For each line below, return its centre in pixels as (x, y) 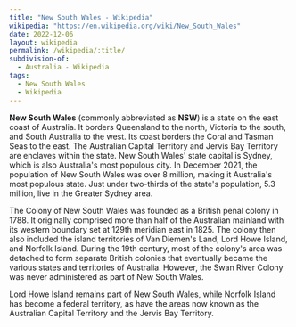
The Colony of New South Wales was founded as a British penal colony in (144, 210)
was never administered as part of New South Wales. (107, 276)
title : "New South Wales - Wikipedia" (81, 17)
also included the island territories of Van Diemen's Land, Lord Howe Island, (148, 239)
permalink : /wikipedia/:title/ (67, 51)
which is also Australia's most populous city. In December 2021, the (133, 165)
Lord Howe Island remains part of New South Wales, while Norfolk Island (143, 294)
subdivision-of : (39, 59)
